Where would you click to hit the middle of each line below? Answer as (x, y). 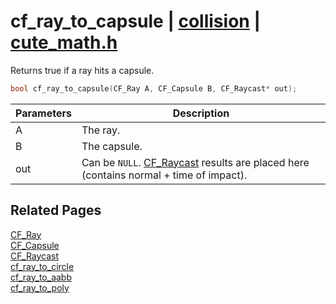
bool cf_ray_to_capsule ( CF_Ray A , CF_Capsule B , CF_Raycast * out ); (154, 88)
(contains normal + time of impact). (164, 175)
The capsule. (112, 146)
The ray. (101, 130)
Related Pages (56, 210)
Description (201, 113)
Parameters (43, 113)
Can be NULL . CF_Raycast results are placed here (195, 162)
